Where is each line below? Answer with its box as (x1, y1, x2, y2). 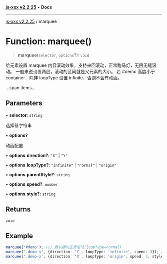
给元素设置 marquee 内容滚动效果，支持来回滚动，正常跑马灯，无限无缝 (5, 62, 153, 68)
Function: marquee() (5, 36, 92, 47)
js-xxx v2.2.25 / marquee (5, 18, 57, 24)
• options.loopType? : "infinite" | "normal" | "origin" (5, 162, 117, 168)
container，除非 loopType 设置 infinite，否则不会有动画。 (5, 74, 122, 81)
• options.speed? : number (5, 181, 58, 187)
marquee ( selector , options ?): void (17, 52, 90, 58)
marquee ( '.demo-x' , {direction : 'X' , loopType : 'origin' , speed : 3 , (5, 254, 150, 259)
